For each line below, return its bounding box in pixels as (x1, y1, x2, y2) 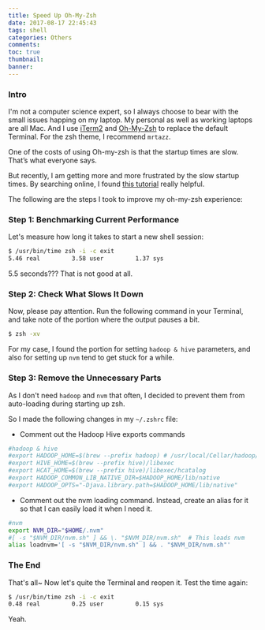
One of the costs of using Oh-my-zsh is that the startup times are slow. (8, 147, 239, 157)
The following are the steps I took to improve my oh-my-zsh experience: (8, 195, 243, 204)
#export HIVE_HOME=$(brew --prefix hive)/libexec (8, 459, 175, 468)
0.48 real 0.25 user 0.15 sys (8, 600, 164, 608)
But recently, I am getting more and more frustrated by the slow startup (8, 171, 240, 181)
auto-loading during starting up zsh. (8, 399, 125, 408)
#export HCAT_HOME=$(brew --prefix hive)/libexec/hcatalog (8, 467, 207, 475)
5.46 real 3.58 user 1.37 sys (8, 255, 164, 263)
